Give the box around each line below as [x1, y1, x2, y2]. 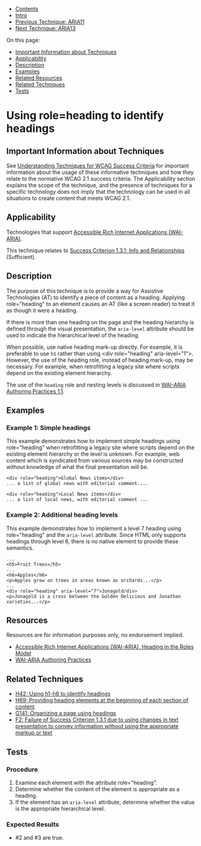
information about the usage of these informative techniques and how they [6, 169, 194, 176]
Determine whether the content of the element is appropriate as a [15, 785, 180, 793]
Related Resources [15, 75, 63, 81]
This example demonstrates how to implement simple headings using [6, 437, 180, 445]
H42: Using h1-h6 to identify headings [15, 690, 111, 698]
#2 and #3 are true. [15, 834, 64, 842]
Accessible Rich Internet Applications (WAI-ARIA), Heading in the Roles [15, 643, 194, 651]
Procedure [6, 765, 38, 773]
